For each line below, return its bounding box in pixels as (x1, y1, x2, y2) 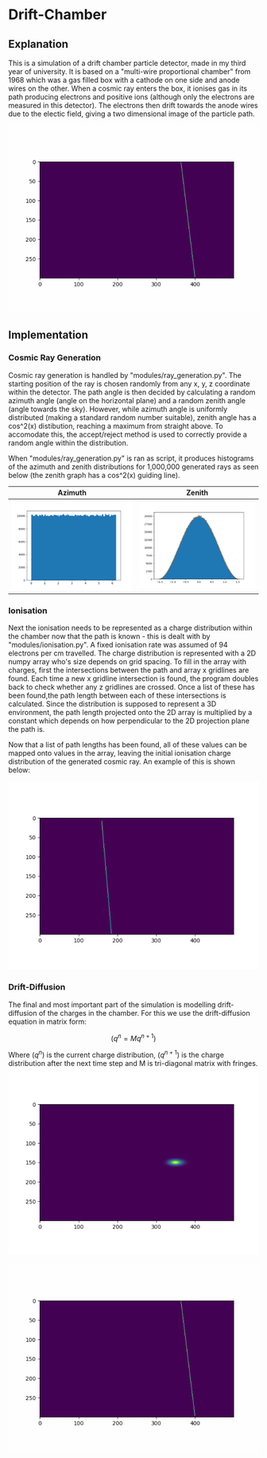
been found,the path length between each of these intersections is (8, 690, 226, 701)
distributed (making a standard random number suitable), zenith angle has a (8, 412, 257, 422)
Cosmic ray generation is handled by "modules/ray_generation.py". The (8, 370, 242, 379)
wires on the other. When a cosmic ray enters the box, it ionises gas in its (8, 84, 248, 93)
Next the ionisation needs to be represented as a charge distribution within (8, 623, 253, 633)
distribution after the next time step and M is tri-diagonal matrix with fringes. (8, 1058, 258, 1067)
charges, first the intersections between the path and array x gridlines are (8, 666, 250, 675)
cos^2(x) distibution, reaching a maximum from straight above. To (8, 421, 224, 430)
